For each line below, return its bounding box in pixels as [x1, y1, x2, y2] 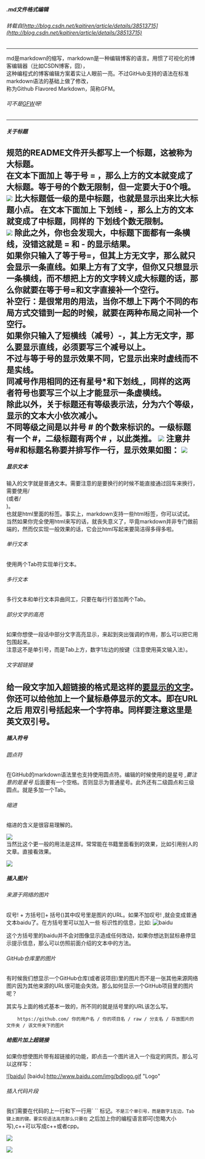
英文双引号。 [6, 716, 55, 727]
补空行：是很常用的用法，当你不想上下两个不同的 [6, 296, 190, 306]
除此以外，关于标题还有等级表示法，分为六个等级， [6, 399, 198, 409]
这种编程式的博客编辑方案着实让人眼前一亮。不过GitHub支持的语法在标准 [6, 70, 189, 77]
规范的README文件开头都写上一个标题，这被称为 [6, 147, 193, 158]
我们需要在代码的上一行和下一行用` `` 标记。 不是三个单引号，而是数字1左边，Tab [6, 1107, 195, 1114]
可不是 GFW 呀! [6, 100, 42, 107]
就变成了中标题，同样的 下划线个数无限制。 [6, 216, 169, 226]
